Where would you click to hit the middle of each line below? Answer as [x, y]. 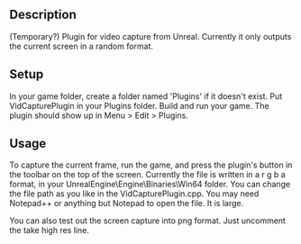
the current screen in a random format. [82, 46]
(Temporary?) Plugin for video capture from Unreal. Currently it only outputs [150, 36]
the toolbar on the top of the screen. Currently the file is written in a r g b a [147, 175]
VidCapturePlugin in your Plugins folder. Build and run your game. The [139, 105]
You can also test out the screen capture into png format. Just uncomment [148, 221]
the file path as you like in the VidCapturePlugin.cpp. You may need [134, 194]
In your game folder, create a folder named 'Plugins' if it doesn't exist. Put [146, 96]
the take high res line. [50, 230]
